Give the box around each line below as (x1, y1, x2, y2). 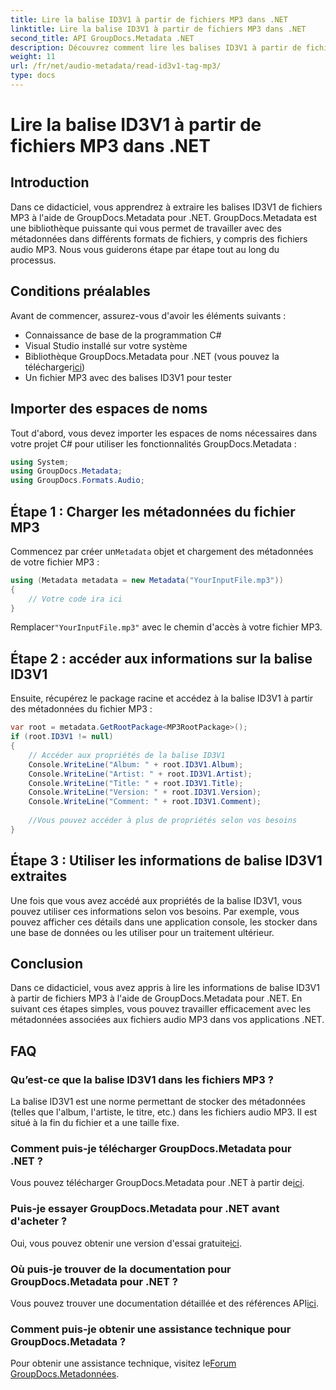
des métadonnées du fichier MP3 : (10, 703, 153, 715)
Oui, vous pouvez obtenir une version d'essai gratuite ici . (10, 1237, 243, 1249)
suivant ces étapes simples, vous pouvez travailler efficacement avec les (10, 1003, 312, 1015)
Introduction (10, 174, 90, 191)
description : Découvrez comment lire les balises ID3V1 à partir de (10, 42, 302, 53)
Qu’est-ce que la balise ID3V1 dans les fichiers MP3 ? (10, 1072, 274, 1086)
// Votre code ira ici (28, 594, 123, 604)
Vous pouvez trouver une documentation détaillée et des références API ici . (10, 1297, 320, 1309)
